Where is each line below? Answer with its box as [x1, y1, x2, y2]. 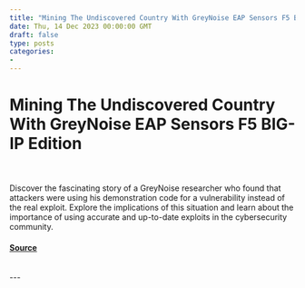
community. [9, 221, 54, 232]
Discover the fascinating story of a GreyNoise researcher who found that [9, 183, 281, 194]
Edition [27, 134, 83, 154]
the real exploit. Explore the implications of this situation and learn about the [9, 202, 294, 213]
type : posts [9, 38, 54, 48]
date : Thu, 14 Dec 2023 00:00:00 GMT [9, 22, 152, 31]
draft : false [9, 30, 59, 39]
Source [9, 242, 38, 253]
